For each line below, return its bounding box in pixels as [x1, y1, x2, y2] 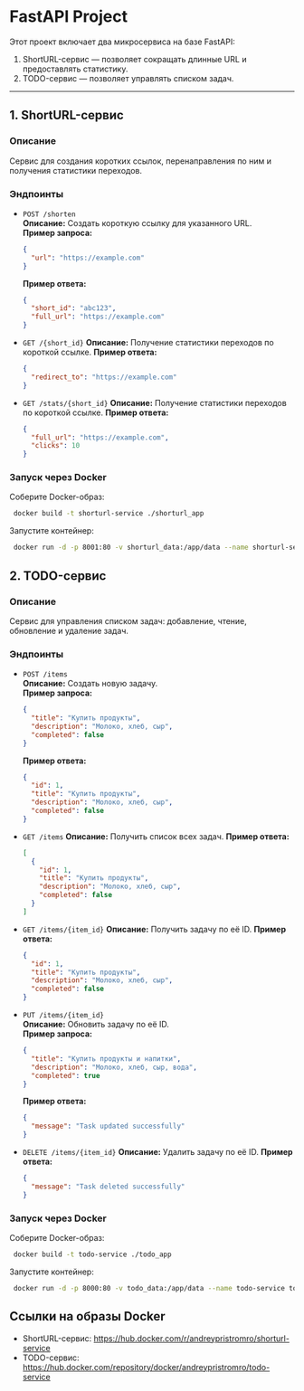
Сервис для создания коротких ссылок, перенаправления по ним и [9, 156, 271, 166]
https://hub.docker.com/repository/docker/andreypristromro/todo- [22, 1361, 271, 1372]
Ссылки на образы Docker [9, 1309, 166, 1324]
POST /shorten [22, 210, 76, 219]
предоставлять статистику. [22, 63, 128, 74]
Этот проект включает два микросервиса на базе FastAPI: [9, 36, 235, 47]
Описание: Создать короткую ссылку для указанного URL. [22, 217, 252, 228]
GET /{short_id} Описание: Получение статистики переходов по [22, 337, 274, 348]
